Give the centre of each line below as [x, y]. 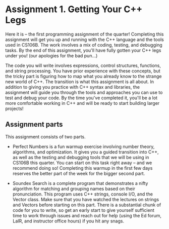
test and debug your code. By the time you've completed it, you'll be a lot [81, 98]
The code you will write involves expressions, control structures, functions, [83, 65]
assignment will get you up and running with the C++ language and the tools [84, 40]
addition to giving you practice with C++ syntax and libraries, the [73, 87]
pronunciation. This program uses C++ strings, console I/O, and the [82, 194]
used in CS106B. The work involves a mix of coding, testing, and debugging [84, 45]
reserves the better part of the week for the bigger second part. [79, 173]
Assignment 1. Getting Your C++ [74, 9]
